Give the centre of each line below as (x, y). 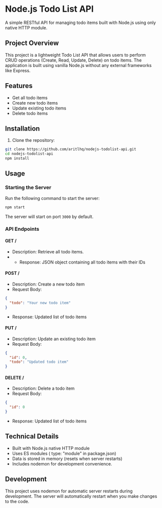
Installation (22, 128)
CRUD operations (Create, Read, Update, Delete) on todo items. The (73, 60)
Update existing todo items (39, 108)
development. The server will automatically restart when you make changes (81, 496)
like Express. (18, 70)
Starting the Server (28, 188)
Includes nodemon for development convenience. (62, 464)
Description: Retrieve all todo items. (48, 252)
